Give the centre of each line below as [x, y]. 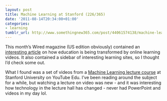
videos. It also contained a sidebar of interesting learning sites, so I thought [82, 57]
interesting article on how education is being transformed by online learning [83, 52]
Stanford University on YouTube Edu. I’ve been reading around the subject [81, 77]
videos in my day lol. [26, 93]
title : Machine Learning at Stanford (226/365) [55, 14]
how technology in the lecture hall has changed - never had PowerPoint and [83, 88]
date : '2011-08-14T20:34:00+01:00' [42, 19]
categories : [17, 24]
